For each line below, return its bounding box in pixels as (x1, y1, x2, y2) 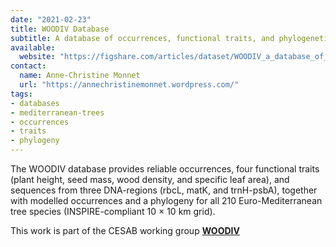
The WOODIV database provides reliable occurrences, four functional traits (10, 163, 320, 175)
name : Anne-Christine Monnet (19, 71, 141, 81)
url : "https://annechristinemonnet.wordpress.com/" (19, 80, 240, 90)
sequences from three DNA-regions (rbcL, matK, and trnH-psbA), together (10, 184, 318, 196)
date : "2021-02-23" (10, 14, 92, 25)
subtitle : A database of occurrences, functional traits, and (10, 33, 275, 43)
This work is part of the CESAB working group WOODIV (10, 225, 240, 236)
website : (19, 52, 56, 62)
